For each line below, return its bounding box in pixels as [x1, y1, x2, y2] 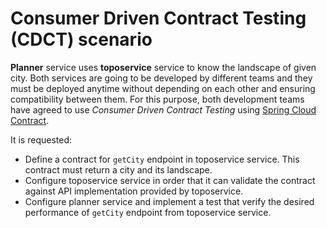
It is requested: [10, 133, 73, 146]
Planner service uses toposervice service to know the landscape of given [10, 61, 317, 73]
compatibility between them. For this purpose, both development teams [10, 93, 305, 105]
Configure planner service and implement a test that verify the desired [24, 195, 315, 207]
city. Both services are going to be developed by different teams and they [10, 72, 313, 84]
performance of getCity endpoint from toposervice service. [24, 206, 272, 218]
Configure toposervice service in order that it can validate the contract [24, 174, 316, 186]
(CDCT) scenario [10, 28, 153, 51]
